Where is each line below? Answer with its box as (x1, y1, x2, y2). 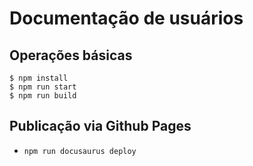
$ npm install (9, 73, 69, 83)
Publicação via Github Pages (9, 118, 192, 135)
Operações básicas (9, 47, 133, 64)
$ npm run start (9, 82, 77, 92)
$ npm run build (9, 91, 77, 101)
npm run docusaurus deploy (23, 146, 137, 156)
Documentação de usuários (9, 7, 244, 30)
